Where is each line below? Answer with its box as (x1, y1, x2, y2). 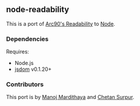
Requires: (6, 48, 29, 55)
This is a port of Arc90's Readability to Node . (6, 20, 116, 27)
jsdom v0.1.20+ (14, 66, 52, 73)
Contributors (6, 80, 44, 88)
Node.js (14, 60, 34, 67)
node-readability (6, 5, 69, 15)
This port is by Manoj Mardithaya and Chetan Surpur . (6, 94, 135, 101)
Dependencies (6, 35, 49, 43)
